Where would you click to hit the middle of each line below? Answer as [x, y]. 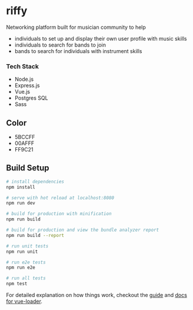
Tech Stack [23, 66]
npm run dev [21, 203]
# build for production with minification [59, 214]
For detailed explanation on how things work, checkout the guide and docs [96, 295]
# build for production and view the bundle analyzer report [83, 230]
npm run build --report [35, 235]
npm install [21, 187]
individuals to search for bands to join [60, 45]
